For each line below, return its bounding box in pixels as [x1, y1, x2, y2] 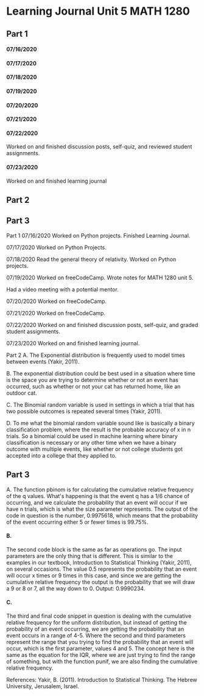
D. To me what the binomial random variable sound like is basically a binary [6, 419, 195, 427]
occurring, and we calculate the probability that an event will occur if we [6, 499, 188, 506]
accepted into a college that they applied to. [6, 452, 117, 459]
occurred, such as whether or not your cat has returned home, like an [6, 383, 181, 390]
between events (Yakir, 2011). [6, 357, 80, 365]
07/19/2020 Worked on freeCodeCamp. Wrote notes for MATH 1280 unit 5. [6, 274, 194, 281]
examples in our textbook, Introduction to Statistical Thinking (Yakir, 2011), [6, 559, 192, 566]
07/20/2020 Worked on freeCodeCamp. [6, 298, 107, 305]
